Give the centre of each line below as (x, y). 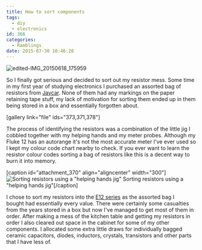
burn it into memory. (31, 161)
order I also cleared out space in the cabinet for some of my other (88, 222)
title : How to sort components (46, 12)
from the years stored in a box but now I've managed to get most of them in (100, 210)
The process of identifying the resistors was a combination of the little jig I (98, 129)
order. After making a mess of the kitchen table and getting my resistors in (98, 216)
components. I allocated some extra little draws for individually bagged (94, 229)
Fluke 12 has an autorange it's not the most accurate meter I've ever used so (101, 142)
